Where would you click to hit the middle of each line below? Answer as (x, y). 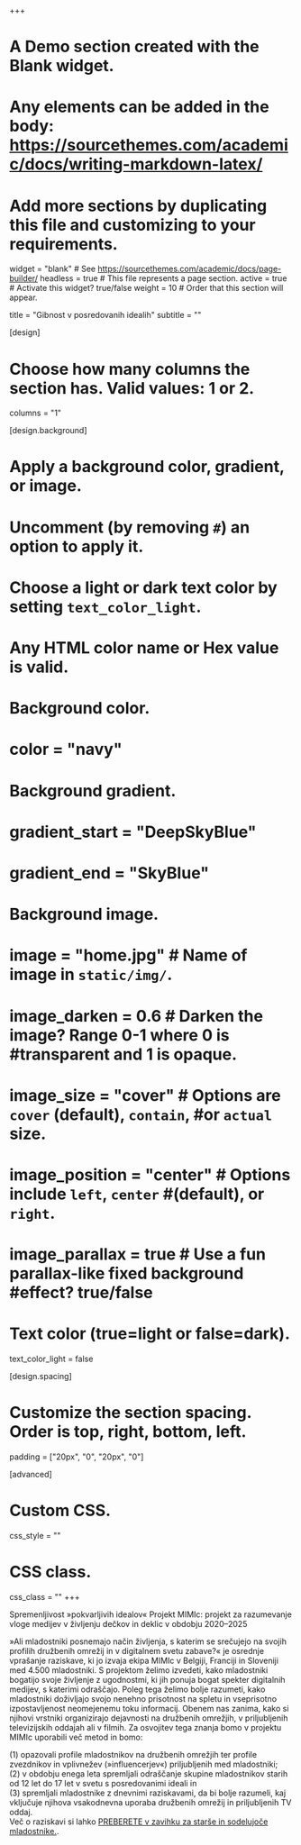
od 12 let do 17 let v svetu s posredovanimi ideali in (103, 1783)
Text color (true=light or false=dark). (150, 1334)
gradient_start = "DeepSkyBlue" (133, 832)
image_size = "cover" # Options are (145, 1095)
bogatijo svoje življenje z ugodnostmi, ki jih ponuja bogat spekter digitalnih (147, 1679)
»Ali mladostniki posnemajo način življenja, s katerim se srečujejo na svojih (148, 1641)
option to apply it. (77, 546)
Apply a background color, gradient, (147, 467)
